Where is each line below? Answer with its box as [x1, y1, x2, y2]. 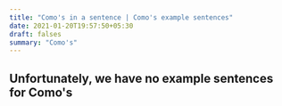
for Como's [9, 85, 73, 100]
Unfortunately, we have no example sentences [9, 70, 274, 86]
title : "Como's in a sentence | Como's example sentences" [9, 12, 234, 22]
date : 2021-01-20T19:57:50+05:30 [9, 21, 134, 30]
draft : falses [9, 29, 62, 38]
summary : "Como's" [9, 37, 78, 47]
